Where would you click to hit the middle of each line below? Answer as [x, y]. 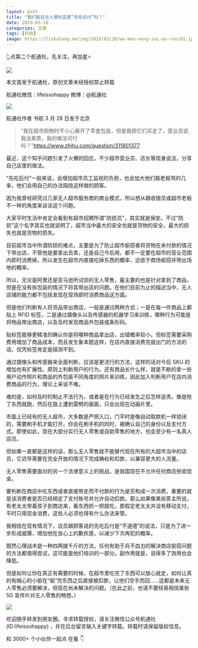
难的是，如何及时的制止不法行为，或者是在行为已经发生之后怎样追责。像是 [96, 397]
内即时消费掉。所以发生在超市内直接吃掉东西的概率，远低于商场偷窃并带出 [96, 260]
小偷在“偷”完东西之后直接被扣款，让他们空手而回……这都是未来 [108, 580]
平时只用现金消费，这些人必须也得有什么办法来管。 [68, 513]
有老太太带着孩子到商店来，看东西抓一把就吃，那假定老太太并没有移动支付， [99, 506]
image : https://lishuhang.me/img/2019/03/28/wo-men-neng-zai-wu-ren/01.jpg [101, 39]
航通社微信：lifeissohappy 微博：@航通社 [57, 95]
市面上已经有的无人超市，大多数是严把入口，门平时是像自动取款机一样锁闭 [96, 416]
